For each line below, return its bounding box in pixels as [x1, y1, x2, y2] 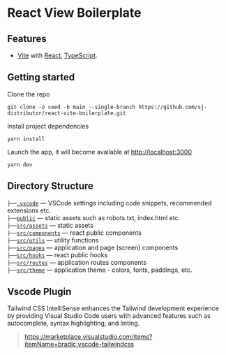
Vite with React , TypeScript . [17, 51, 98, 59]
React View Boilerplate [7, 5, 142, 21]
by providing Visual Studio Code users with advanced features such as [7, 312, 211, 320]
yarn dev [7, 161, 33, 168]
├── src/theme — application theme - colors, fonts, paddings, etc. [7, 266, 193, 274]
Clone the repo [7, 89, 50, 99]
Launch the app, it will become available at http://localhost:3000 [7, 147, 192, 156]
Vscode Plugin [7, 286, 72, 298]
